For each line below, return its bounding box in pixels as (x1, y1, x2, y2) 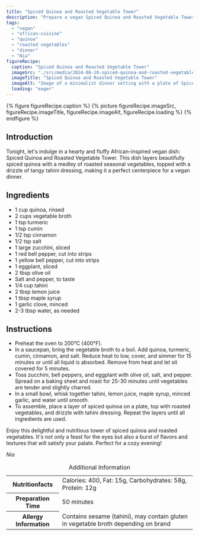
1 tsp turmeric (14, 218, 49, 226)
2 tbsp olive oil (14, 269, 51, 276)
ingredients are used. (14, 416, 67, 423)
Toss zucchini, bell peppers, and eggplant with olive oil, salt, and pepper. (14, 372, 193, 379)
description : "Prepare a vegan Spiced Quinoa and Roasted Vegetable (6, 14, 179, 20)
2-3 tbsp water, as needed (14, 307, 80, 314)
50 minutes (62, 497, 94, 506)
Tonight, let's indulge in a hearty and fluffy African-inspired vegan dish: (6, 148, 181, 155)
